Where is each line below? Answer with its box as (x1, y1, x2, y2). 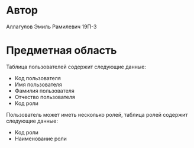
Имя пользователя (14, 81, 62, 88)
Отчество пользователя (14, 93, 76, 100)
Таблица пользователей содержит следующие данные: (6, 63, 147, 70)
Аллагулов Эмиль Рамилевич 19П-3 (6, 23, 97, 30)
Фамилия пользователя (14, 87, 75, 94)
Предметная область (6, 44, 117, 57)
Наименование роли (14, 135, 67, 142)
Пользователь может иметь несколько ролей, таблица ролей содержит (6, 111, 188, 118)
